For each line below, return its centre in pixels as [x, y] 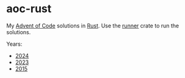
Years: [14, 44]
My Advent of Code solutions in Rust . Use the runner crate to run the [93, 26]
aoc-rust [29, 9]
